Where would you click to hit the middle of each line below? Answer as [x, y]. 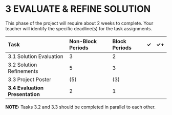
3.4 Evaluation [26, 88]
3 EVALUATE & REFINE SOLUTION [78, 9]
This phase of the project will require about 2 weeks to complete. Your [79, 23]
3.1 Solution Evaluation [36, 56]
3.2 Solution [23, 65]
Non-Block [83, 41]
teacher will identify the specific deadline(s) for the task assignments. [79, 28]
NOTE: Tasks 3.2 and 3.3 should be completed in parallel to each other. [81, 107]
